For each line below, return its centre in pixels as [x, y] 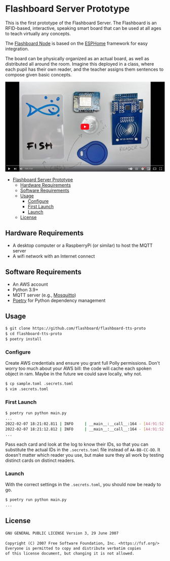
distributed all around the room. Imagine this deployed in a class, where [80, 64]
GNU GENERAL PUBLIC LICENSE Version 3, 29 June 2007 [62, 533]
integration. [17, 49]
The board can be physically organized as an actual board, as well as [77, 58]
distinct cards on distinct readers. [40, 460]
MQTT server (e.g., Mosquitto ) [44, 295]
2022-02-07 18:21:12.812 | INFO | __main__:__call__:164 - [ [75, 429]
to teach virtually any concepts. [38, 33]
